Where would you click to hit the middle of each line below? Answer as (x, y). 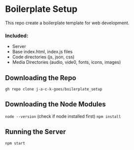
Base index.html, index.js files (42, 52)
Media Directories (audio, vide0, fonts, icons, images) (67, 62)
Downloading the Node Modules (55, 104)
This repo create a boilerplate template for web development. (67, 23)
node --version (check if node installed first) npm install (63, 116)
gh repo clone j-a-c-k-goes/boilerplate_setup (54, 89)
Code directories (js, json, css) (43, 57)
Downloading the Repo (41, 78)
